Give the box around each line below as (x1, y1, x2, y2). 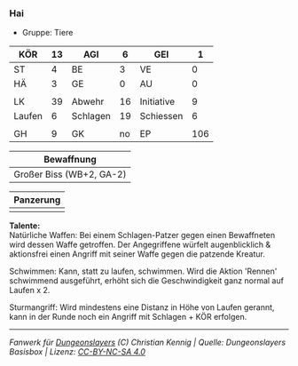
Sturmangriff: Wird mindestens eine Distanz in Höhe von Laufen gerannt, (9, 302, 275, 313)
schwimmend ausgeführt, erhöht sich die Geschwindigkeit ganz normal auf (9, 275, 284, 286)
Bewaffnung (43, 154, 98, 166)
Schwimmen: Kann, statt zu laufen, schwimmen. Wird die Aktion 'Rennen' (9, 266, 278, 277)
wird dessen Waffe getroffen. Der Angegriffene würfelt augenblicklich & (9, 239, 271, 251)
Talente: (9, 220, 41, 231)
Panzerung (13, 194, 61, 206)
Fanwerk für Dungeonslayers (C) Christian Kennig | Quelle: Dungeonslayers (9, 337, 286, 348)
